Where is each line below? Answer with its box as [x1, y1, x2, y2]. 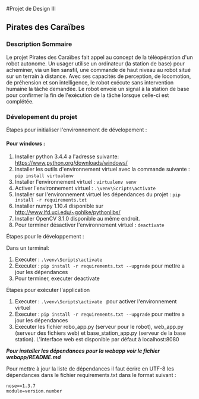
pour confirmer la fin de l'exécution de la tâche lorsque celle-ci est [6, 92, 169, 99]
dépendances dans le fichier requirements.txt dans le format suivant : [6, 372, 176, 379]
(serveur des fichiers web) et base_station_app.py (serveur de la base [14, 329, 186, 337]
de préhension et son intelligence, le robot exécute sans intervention [6, 78, 174, 86]
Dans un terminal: [6, 244, 49, 252]
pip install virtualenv [14, 173, 74, 179]
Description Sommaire [6, 40, 72, 48]
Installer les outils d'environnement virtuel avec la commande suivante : [14, 166, 190, 173]
